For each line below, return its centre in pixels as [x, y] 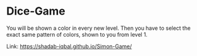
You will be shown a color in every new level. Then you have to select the [98, 28]
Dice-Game [36, 11]
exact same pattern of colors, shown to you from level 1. [77, 34]
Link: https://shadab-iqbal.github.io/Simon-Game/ [69, 46]
